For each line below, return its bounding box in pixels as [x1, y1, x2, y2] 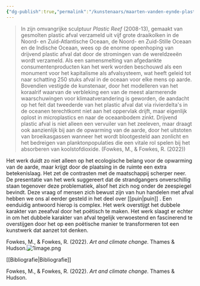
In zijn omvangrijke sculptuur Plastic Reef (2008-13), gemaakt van [20, 25, 183, 32]
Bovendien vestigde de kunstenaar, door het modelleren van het [20, 82, 179, 89]
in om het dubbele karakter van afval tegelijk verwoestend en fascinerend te [6, 214, 193, 221]
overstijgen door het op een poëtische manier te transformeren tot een [6, 220, 180, 227]
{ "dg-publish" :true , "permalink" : [6, 8, 89, 15]
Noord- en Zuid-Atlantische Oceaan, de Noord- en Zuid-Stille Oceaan [20, 38, 192, 45]
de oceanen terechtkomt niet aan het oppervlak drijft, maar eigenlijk [20, 107, 187, 114]
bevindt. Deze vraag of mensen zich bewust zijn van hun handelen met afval [6, 188, 194, 195]
